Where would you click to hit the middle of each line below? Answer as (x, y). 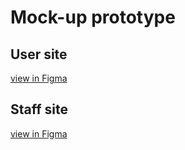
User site (39, 54)
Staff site (39, 109)
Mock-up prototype (93, 17)
